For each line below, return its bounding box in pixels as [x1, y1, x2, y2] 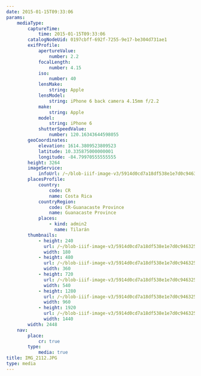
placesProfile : [28, 177, 66, 183]
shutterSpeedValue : [38, 126, 87, 132]
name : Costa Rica [48, 193, 93, 199]
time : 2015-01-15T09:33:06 [38, 31, 106, 37]
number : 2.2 [48, 53, 79, 59]
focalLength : [38, 59, 71, 65]
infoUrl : [38, 171, 60, 177]
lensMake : [38, 82, 63, 88]
